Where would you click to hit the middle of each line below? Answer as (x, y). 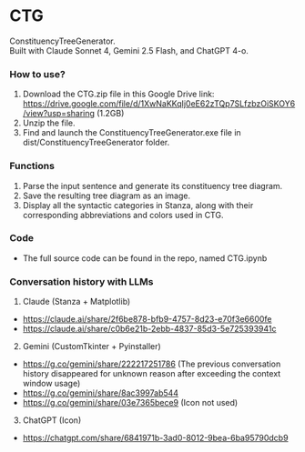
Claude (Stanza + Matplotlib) (76, 302)
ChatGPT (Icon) (52, 420)
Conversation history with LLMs (81, 281)
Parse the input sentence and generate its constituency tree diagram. (152, 186)
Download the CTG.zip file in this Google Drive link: (118, 94)
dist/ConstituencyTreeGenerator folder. (96, 143)
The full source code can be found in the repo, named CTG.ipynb (145, 258)
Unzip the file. (49, 123)
